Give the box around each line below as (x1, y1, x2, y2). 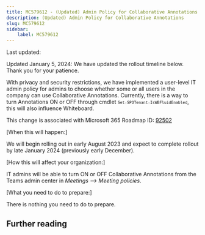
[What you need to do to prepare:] (6, 189, 93, 196)
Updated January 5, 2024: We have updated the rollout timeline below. (6, 61, 184, 68)
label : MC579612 (17, 32, 59, 38)
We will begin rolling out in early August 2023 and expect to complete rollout (6, 140, 199, 147)
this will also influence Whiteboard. (6, 105, 95, 112)
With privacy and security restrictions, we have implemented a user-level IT (6, 79, 196, 86)
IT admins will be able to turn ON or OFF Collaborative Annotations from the (6, 171, 196, 178)
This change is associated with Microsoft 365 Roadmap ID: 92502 (6, 117, 173, 124)
